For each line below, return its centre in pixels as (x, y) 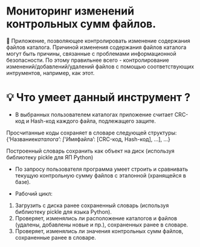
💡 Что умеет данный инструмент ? (98, 97)
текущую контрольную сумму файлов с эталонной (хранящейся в (100, 175)
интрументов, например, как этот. (50, 73)
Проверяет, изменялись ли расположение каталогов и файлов (96, 218)
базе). (23, 182)
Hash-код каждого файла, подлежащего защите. (93, 121)
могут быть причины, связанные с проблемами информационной (91, 53)
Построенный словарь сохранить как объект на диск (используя (91, 151)
